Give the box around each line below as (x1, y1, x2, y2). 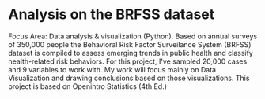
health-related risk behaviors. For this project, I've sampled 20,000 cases (8, 57, 248, 66)
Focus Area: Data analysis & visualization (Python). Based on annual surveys (8, 31, 258, 41)
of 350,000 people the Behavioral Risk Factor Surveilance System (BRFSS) (8, 39, 252, 49)
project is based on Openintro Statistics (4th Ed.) (8, 81, 168, 91)
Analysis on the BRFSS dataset (8, 5, 215, 24)
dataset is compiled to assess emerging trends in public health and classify (8, 48, 253, 57)
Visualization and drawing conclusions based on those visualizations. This (8, 73, 250, 82)
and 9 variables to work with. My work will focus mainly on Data (8, 64, 216, 74)
